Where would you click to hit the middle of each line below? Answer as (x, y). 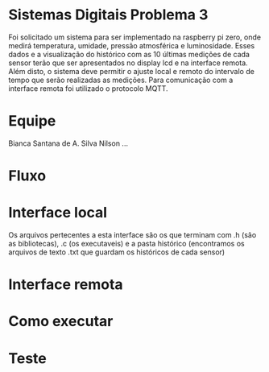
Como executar (61, 322)
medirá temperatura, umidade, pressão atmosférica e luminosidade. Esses (132, 45)
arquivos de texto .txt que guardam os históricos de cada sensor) (117, 252)
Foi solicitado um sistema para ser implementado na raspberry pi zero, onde (135, 37)
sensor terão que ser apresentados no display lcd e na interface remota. (128, 63)
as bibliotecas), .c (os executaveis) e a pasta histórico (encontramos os (126, 244)
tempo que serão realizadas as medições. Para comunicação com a (121, 80)
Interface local (58, 213)
